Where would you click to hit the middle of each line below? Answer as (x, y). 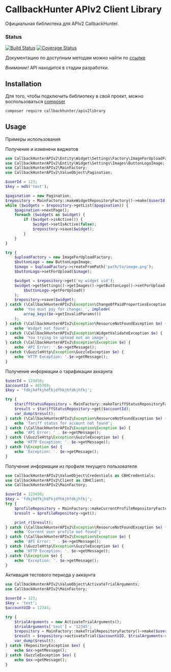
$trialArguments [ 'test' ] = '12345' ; (53, 627)
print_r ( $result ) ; (34, 522)
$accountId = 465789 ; (28, 385)
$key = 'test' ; (21, 603)
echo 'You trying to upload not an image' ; (61, 338)
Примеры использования (33, 139)
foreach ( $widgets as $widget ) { (50, 215)
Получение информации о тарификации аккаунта (59, 371)
